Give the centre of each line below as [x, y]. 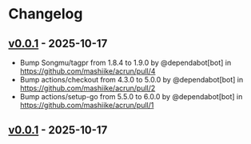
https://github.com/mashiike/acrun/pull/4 [88, 71]
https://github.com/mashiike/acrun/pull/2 [88, 88]
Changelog [46, 14]
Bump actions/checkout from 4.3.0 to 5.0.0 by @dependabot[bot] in [131, 80]
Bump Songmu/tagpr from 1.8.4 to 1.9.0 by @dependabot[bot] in [125, 62]
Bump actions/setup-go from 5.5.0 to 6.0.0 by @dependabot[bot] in [131, 96]
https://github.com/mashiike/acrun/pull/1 [87, 105]
